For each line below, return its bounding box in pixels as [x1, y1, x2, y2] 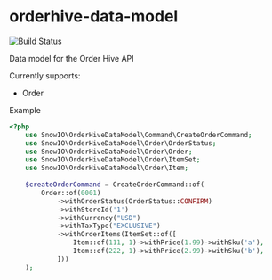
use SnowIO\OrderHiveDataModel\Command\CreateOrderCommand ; [25, 130, 252, 139]
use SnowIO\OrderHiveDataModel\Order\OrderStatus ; [25, 138, 217, 148]
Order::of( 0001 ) [41, 188, 101, 197]
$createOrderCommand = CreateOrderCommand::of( [25, 180, 204, 189]
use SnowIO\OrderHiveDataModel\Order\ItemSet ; [25, 155, 201, 164]
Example [9, 104, 42, 115]
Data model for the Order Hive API [9, 53, 134, 63]
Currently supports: [9, 70, 81, 81]
